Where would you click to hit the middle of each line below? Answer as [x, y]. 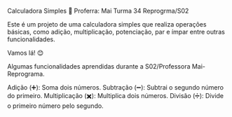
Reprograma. [26, 74]
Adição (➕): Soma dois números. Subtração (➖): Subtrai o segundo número [116, 87]
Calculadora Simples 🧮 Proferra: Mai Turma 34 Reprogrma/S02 [98, 11]
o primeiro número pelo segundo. [55, 106]
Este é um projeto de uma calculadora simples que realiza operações [107, 24]
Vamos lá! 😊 [26, 53]
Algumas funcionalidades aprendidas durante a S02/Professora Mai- [106, 66]
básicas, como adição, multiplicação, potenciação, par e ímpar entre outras [116, 32]
